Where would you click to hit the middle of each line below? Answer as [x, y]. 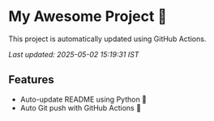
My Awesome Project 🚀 [88, 17]
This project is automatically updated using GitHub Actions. [107, 39]
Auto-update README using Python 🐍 [83, 99]
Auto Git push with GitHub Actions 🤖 [81, 107]
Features [31, 80]
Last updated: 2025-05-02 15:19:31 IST [74, 54]
